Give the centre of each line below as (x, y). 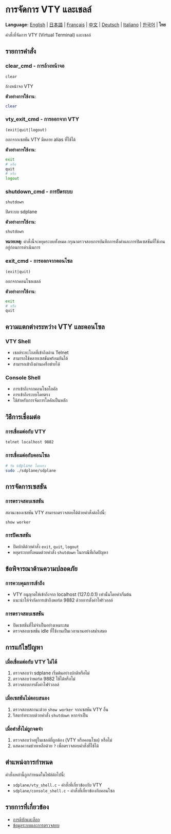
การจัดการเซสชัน (26, 487)
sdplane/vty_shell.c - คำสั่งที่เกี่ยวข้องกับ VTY (57, 785)
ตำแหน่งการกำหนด (29, 762)
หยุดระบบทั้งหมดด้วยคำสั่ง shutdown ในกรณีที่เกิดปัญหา (61, 552)
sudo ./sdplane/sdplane (31, 471)
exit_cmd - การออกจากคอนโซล (39, 261)
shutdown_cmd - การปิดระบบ (39, 192)
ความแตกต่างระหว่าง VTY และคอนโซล (55, 327)
